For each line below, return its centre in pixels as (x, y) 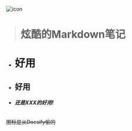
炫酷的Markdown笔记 (73, 35)
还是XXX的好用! (34, 103)
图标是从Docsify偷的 (31, 122)
